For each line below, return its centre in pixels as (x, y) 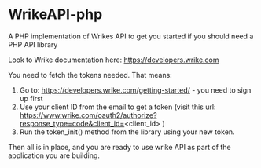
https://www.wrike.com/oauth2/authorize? (88, 115)
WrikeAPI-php (55, 15)
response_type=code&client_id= (72, 123)
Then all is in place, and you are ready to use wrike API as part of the (119, 147)
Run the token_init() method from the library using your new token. (127, 132)
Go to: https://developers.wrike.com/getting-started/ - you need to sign (135, 90)
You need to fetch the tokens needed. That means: (90, 75)
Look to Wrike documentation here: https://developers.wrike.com (114, 60)
